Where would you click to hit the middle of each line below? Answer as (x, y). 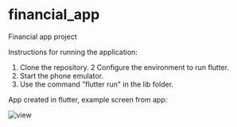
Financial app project (43, 37)
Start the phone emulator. (62, 75)
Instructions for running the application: (73, 52)
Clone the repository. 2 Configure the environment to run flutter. (124, 67)
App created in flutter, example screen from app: (88, 99)
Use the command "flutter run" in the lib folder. (96, 84)
